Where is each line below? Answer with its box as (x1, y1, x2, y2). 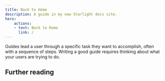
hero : (5, 16, 16, 21)
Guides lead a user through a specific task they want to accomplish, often (5, 44, 154, 49)
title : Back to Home (5, 7, 48, 12)
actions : (14, 21, 32, 26)
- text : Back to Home (14, 26, 58, 30)
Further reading (5, 68, 54, 77)
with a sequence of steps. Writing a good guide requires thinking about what (5, 49, 160, 54)
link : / (18, 30, 34, 35)
